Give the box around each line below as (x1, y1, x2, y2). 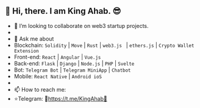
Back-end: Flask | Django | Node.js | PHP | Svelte (13, 59, 135, 67)
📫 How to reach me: (13, 86, 66, 93)
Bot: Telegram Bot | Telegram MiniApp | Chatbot (13, 66, 131, 73)
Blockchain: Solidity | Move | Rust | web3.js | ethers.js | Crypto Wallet (13, 41, 195, 49)
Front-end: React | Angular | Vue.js (13, 53, 101, 61)
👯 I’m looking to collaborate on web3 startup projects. (13, 22, 149, 29)
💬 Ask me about (13, 35, 54, 42)
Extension (13, 48, 40, 54)
